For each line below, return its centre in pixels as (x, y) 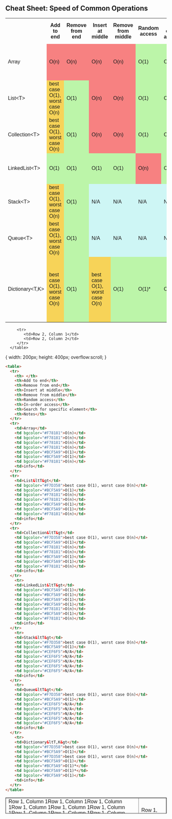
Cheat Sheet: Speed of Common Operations (77, 8)
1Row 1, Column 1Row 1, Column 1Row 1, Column (67, 807)
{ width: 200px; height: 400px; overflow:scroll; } (56, 357)
